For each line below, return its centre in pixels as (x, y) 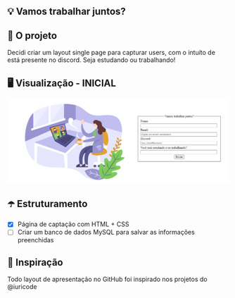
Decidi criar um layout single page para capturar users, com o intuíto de (112, 53)
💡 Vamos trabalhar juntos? (67, 12)
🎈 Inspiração (35, 262)
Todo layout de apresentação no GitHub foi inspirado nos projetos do (107, 279)
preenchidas (36, 240)
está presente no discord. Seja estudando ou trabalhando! (91, 60)
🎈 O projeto (32, 36)
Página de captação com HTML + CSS (73, 224)
